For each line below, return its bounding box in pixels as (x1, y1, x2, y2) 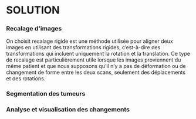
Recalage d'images (6, 25, 62, 33)
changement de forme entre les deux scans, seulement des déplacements (6, 69, 186, 76)
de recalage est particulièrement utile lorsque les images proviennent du (6, 56, 181, 63)
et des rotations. (6, 75, 46, 82)
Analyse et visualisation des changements (6, 106, 130, 114)
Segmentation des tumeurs (6, 90, 86, 98)
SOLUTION (6, 4, 60, 17)
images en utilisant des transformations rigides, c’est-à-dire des (6, 44, 161, 51)
